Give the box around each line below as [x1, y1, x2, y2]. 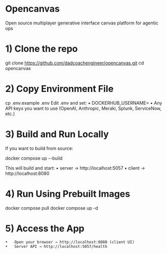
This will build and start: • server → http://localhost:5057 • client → [5, 165, 145, 171]
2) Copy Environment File [5, 83, 114, 94]
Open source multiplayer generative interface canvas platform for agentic [5, 20, 158, 26]
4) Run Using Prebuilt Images [5, 188, 131, 200]
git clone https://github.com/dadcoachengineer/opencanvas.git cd [5, 59, 144, 66]
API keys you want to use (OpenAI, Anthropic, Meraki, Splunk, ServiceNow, [5, 105, 162, 111]
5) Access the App [5, 223, 85, 234]
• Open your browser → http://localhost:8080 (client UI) [5, 239, 135, 244]
